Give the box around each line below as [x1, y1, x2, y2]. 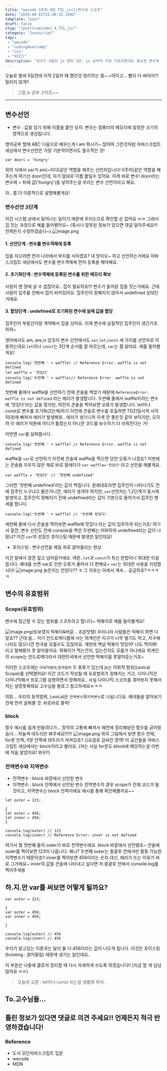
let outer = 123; [5, 798, 41, 803]
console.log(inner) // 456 [5, 936, 61, 941]
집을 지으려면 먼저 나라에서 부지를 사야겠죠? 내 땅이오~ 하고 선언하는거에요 [5, 253, 150, 259]
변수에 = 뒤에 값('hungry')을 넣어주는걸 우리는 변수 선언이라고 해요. [5, 179, 136, 185]
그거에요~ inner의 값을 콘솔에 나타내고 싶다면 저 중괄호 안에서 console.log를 [10, 861, 159, 867]
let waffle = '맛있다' [5, 370, 49, 375]
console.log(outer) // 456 [5, 932, 61, 937]
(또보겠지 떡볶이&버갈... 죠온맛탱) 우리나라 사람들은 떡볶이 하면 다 [31, 628, 159, 634]
